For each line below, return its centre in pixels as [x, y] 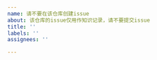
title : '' [22, 27]
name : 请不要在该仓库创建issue [48, 14]
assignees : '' [28, 40]
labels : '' [23, 33]
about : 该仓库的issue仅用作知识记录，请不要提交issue [78, 20]
